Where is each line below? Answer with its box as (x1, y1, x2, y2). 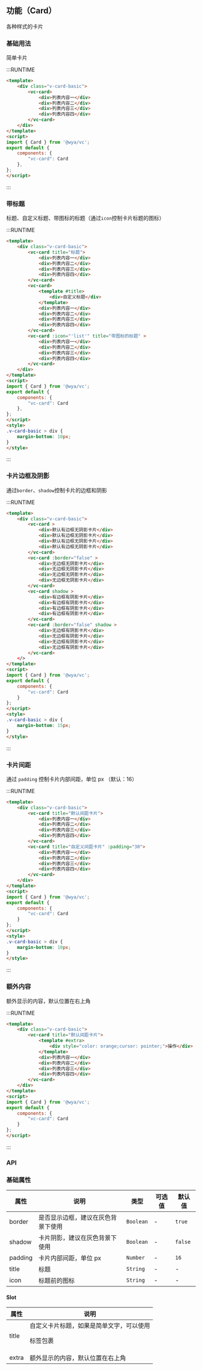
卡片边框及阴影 (6, 472, 50, 480)
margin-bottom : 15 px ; (17, 722, 71, 728)
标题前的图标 (38, 1276, 75, 1285)
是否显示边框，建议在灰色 (38, 1213, 111, 1222)
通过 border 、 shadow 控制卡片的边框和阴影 (6, 486, 107, 494)
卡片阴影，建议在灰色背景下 (38, 1234, 117, 1242)
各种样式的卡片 (6, 23, 43, 30)
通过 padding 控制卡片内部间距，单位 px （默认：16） (6, 775, 138, 782)
